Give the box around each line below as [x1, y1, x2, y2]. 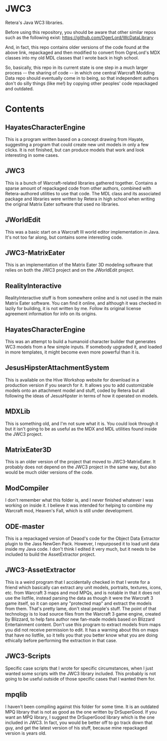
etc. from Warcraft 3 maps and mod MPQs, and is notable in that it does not [5, 590, 161, 596]
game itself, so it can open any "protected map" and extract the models [5, 600, 152, 606]
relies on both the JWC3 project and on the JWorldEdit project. [5, 267, 135, 273]
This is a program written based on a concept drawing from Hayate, [5, 136, 145, 142]
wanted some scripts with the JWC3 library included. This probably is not [5, 670, 156, 677]
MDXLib [5, 407, 30, 416]
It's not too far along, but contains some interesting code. [5, 234, 123, 240]
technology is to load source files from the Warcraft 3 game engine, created [5, 611, 161, 617]
